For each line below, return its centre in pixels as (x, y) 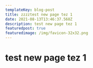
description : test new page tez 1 (41, 24)
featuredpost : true (25, 28)
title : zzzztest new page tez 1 (39, 14)
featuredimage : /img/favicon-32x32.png (47, 33)
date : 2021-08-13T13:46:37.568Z (39, 19)
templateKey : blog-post (30, 10)
